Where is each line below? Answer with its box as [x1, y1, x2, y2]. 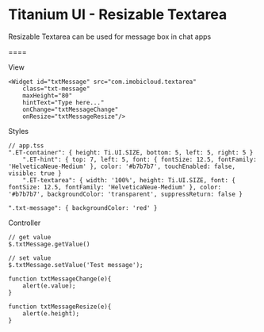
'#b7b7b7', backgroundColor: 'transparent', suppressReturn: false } [8, 190, 243, 198]
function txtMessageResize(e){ [8, 303, 112, 311]
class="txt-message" [22, 85, 90, 93]
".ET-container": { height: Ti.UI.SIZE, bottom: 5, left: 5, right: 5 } [8, 148, 254, 156]
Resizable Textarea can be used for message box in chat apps [8, 32, 212, 41]
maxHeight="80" [22, 91, 73, 100]
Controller [8, 218, 41, 227]
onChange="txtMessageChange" [22, 105, 119, 113]
